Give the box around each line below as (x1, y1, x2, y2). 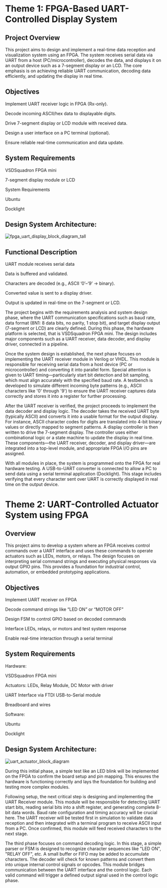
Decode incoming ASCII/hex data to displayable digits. (5, 110, 117, 116)
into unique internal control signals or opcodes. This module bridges (5, 861, 145, 868)
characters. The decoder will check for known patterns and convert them (5, 856, 155, 862)
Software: (5, 711, 25, 717)
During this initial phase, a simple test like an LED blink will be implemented (5, 768, 159, 774)
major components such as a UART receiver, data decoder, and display (5, 336, 151, 342)
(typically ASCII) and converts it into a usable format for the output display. (5, 413, 158, 419)
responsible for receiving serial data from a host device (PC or (5, 361, 133, 367)
